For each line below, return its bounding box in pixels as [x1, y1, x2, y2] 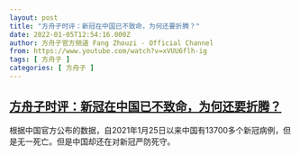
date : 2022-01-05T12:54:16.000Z [9, 30, 131, 39]
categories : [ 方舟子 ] [9, 64, 95, 73]
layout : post [9, 13, 59, 23]
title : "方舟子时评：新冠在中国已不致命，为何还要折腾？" [9, 22, 200, 31]
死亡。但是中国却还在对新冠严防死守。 [32, 136, 176, 147]
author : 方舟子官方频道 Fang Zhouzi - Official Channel [9, 38, 214, 48]
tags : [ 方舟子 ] [9, 55, 70, 64]
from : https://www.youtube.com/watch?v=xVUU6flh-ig [9, 47, 207, 56]
